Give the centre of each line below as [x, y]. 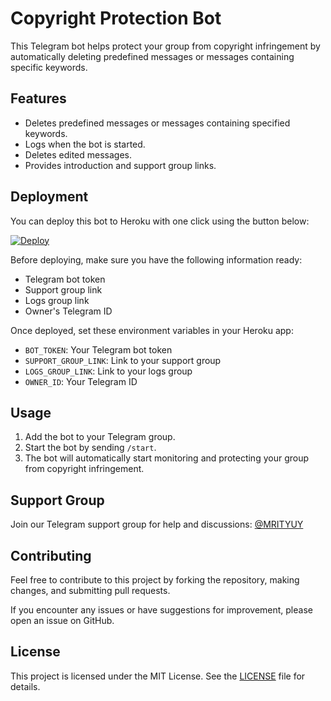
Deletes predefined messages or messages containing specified [157, 123]
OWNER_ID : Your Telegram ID [81, 381]
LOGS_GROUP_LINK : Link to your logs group [108, 371]
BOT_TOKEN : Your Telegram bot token [98, 349]
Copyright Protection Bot [116, 18]
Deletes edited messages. [78, 154]
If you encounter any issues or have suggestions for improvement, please [161, 610]
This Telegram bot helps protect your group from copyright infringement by [165, 46]
